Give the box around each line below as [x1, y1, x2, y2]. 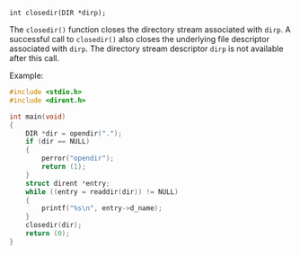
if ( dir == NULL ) [25, 137, 91, 146]
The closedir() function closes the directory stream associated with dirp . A [9, 24, 291, 35]
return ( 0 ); [25, 229, 70, 238]
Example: [9, 70, 44, 81]
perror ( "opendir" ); [41, 154, 115, 163]
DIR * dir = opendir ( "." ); [25, 128, 123, 138]
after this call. [9, 53, 60, 63]
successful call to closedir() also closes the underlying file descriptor [9, 34, 269, 44]
